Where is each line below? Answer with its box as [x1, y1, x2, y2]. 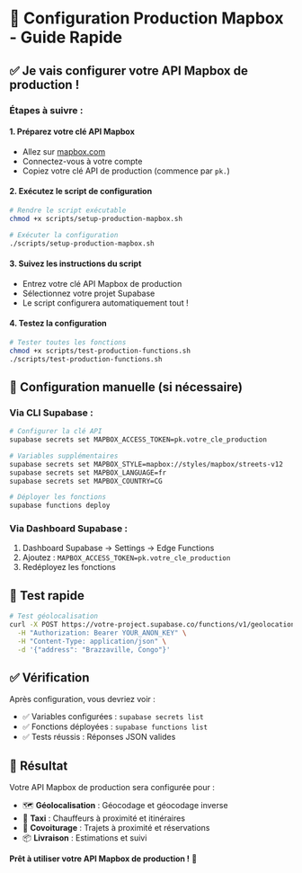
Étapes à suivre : [9, 103, 84, 116]
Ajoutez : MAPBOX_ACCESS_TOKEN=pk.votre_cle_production [22, 552, 231, 563]
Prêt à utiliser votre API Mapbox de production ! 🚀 [9, 853, 198, 864]
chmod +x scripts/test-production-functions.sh [9, 346, 191, 355]
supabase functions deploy [9, 501, 111, 511]
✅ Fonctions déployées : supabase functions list [22, 721, 209, 732]
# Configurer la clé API [9, 427, 102, 436]
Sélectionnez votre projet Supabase [22, 288, 155, 298]
